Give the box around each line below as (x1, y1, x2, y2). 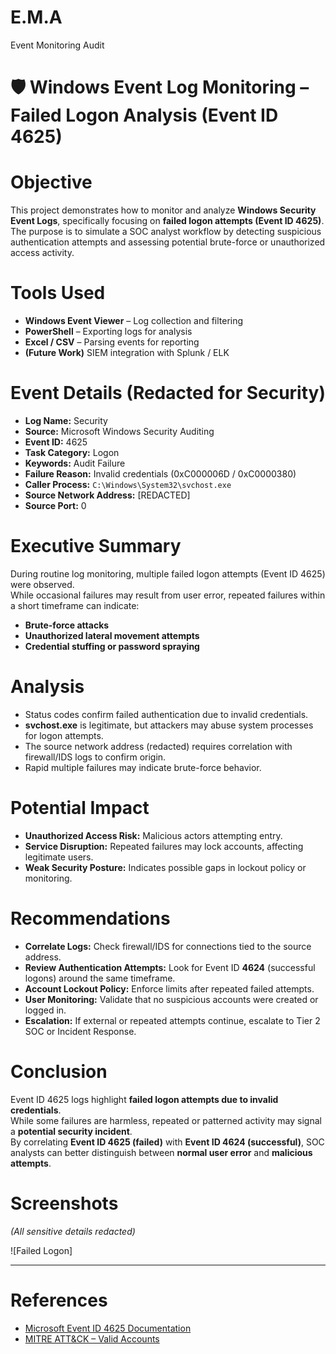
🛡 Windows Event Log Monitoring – (10, 76, 310, 99)
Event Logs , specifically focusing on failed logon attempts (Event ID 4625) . (10, 215, 325, 227)
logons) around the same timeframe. (24, 972, 176, 984)
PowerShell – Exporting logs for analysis (24, 326, 193, 337)
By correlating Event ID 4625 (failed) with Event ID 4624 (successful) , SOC (10, 1136, 325, 1148)
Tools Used (10, 282, 106, 305)
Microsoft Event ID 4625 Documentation (24, 1322, 192, 1334)
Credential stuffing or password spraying (24, 640, 200, 652)
